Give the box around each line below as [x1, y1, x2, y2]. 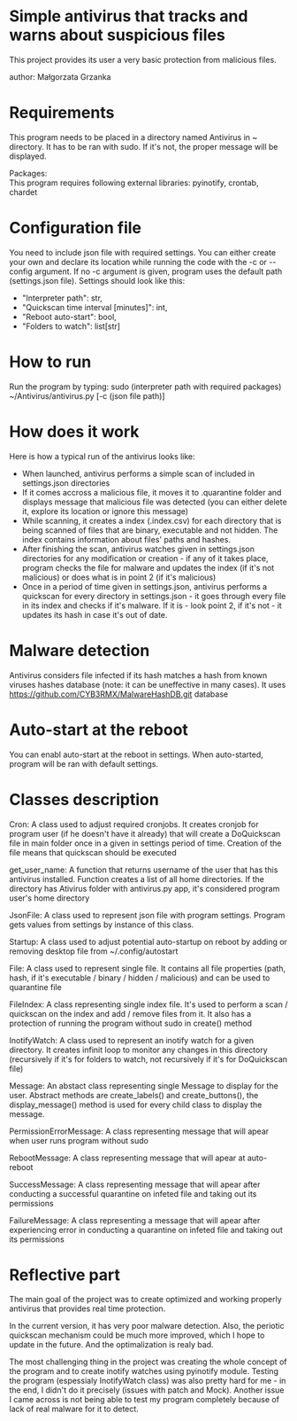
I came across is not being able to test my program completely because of [9, 1394, 280, 1405]
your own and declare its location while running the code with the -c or [9, 256, 268, 267]
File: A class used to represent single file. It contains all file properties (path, [9, 963, 286, 973]
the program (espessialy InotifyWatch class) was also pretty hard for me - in [9, 1376, 286, 1386]
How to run [9, 352, 92, 371]
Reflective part [9, 1265, 121, 1284]
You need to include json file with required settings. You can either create [9, 246, 277, 258]
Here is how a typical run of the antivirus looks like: [9, 450, 196, 462]
